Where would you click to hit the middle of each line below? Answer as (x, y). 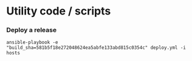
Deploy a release (31, 30)
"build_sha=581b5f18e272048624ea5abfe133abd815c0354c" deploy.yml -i (96, 48)
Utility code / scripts (59, 11)
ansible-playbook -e (33, 43)
